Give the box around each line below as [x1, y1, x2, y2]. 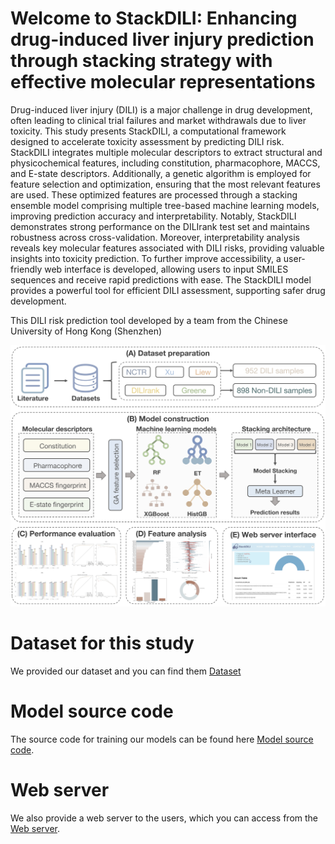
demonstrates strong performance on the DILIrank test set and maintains [10, 220, 310, 232]
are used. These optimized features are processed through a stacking [10, 188, 298, 201]
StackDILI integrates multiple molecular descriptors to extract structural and [10, 146, 323, 158]
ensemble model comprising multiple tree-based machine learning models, [10, 199, 320, 211]
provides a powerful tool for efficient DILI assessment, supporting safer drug [10, 284, 326, 296]
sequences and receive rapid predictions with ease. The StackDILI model [10, 273, 312, 286]
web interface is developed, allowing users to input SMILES [44, 263, 289, 275]
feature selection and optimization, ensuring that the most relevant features [10, 178, 321, 190]
